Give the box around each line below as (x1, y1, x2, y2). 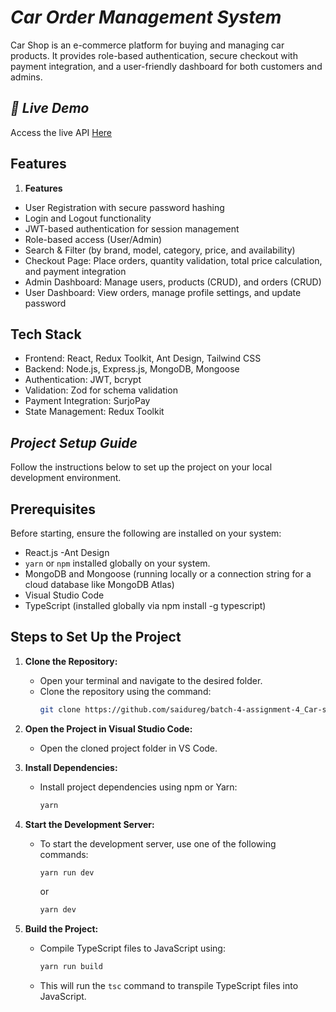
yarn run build (39, 962, 103, 972)
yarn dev (39, 905, 77, 915)
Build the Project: (24, 923, 99, 935)
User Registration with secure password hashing (24, 201, 225, 213)
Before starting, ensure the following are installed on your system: (10, 527, 282, 539)
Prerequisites (10, 501, 96, 518)
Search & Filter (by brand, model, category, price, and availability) (24, 244, 296, 256)
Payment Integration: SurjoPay (24, 395, 151, 407)
